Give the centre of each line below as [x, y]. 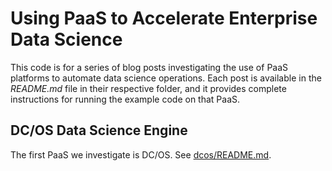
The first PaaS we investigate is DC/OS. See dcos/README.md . [141, 154]
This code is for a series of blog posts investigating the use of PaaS [149, 67]
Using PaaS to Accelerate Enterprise [164, 18]
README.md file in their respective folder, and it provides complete [148, 88]
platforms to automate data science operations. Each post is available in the [166, 78]
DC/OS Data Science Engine [99, 130]
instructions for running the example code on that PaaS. [125, 99]
